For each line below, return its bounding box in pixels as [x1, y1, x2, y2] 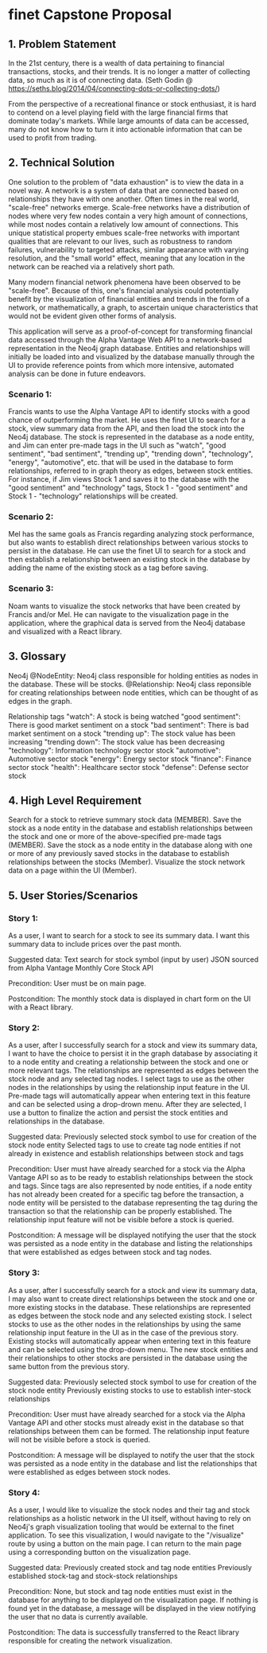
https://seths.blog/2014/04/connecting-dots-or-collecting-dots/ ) [8, 84, 221, 93]
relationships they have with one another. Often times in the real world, [8, 193, 240, 204]
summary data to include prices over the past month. [8, 940, 182, 949]
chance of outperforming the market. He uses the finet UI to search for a [8, 416, 246, 425]
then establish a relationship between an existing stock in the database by [8, 555, 250, 565]
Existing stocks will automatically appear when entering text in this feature [8, 1336, 252, 1346]
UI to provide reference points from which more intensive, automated [8, 360, 234, 369]
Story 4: [8, 1487, 41, 1498]
